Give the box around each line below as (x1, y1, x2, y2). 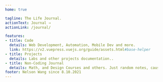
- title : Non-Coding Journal (5, 61, 64, 66)
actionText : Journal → (5, 20, 51, 25)
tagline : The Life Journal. (5, 16, 62, 21)
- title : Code (5, 38, 34, 43)
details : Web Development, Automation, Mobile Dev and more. (9, 43, 136, 48)
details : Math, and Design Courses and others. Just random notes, (9, 65, 149, 70)
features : (5, 33, 25, 39)
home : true (5, 7, 27, 12)
